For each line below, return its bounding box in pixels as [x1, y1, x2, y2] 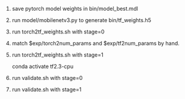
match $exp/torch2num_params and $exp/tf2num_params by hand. [11, 40, 180, 47]
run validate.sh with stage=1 [11, 86, 82, 93]
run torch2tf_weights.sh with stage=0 [11, 28, 105, 35]
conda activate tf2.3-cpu [11, 63, 74, 70]
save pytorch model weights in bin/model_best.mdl [11, 5, 138, 12]
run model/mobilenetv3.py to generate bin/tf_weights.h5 [11, 17, 151, 23]
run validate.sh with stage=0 [11, 75, 83, 81]
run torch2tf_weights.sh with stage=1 [11, 51, 104, 58]
